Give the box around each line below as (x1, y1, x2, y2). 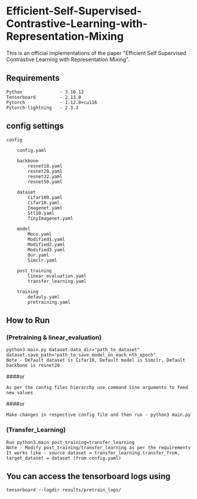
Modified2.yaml (27, 241, 66, 248)
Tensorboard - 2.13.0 (6, 94, 82, 100)
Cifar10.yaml (27, 199, 60, 206)
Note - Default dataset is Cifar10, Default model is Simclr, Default (6, 357, 186, 363)
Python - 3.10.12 (6, 89, 84, 95)
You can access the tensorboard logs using (6, 471, 171, 481)
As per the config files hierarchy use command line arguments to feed (6, 385, 188, 391)
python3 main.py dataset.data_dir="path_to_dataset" (6, 347, 140, 353)
